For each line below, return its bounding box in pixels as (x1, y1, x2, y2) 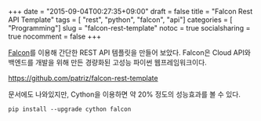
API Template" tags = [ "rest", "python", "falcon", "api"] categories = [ (8, 15, 233, 24)
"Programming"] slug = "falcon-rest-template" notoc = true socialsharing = (8, 24, 251, 32)
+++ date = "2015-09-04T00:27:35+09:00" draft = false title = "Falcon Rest (8, 7, 253, 16)
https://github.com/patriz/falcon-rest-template (8, 74, 158, 82)
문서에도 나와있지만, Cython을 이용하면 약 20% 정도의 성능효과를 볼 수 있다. (8, 90, 241, 99)
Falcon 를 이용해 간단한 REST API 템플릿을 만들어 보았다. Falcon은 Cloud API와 (8, 48, 251, 57)
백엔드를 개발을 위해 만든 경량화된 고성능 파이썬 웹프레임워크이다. (8, 58, 208, 67)
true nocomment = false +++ (8, 31, 102, 41)
